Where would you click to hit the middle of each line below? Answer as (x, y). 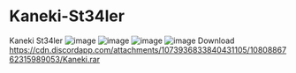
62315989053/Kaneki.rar (54, 59)
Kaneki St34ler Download (122, 40)
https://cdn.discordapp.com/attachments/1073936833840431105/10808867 (148, 49)
